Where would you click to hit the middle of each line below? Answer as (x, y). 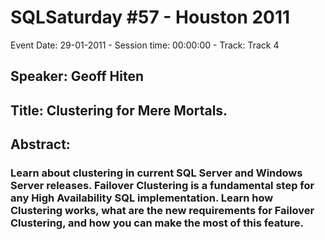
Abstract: (40, 144)
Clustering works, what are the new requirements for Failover (162, 211)
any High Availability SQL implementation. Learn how (142, 198)
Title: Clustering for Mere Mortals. (119, 110)
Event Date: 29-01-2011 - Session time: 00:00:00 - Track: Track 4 (145, 45)
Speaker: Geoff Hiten (77, 76)
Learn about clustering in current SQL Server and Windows (156, 173)
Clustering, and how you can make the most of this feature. (157, 223)
